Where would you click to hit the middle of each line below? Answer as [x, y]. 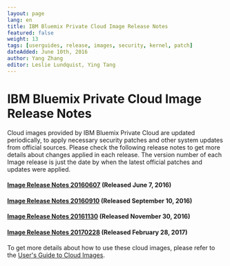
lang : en [20, 20]
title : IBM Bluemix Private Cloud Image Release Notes [88, 26]
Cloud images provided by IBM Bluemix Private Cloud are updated [101, 132]
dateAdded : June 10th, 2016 [48, 52]
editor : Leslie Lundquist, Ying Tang [61, 65]
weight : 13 [23, 39]
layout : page [26, 13]
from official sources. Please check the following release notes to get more [114, 147]
